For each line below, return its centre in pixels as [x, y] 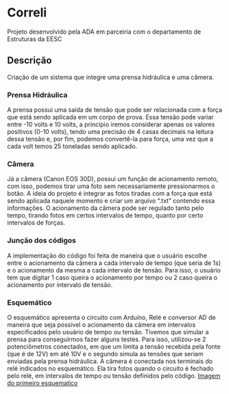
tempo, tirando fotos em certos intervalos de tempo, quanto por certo [105, 216]
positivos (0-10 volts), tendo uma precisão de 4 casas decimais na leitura [110, 132]
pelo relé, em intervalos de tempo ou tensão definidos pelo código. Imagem [114, 375]
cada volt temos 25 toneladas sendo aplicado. [72, 146]
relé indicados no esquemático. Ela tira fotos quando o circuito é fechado [110, 368]
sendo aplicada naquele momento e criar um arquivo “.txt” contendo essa [111, 201]
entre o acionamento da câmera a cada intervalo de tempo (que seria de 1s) [114, 263]
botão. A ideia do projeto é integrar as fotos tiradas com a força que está [110, 194]
